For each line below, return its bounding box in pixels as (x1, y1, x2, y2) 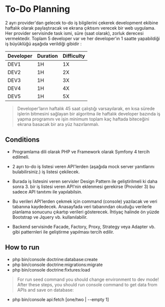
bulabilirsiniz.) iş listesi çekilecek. (12, 169, 80, 175)
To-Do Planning (5, 3, 70, 15)
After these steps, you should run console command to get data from (17, 281, 158, 287)
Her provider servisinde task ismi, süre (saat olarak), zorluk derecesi (5, 30, 144, 36)
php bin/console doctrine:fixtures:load (12, 267, 90, 272)
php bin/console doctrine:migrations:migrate (12, 262, 103, 268)
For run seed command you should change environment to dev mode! (17, 276, 159, 282)
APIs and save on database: (17, 287, 74, 293)
